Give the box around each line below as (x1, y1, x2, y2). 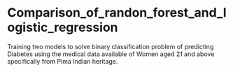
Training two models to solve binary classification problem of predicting (7, 42, 214, 51)
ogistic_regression (7, 19, 118, 35)
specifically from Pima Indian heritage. (7, 57, 118, 65)
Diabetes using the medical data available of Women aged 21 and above (7, 50, 215, 58)
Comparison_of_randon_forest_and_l (7, 5, 227, 21)
